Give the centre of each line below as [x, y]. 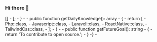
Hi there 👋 [17, 8]
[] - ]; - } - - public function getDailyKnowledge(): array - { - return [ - [76, 19]
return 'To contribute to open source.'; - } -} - [51, 35]
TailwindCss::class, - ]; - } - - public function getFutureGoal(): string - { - [79, 29]
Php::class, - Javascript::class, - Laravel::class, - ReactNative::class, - [76, 24]
